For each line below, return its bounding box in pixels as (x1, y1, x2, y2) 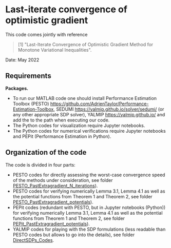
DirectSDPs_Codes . (12, 237, 54, 243)
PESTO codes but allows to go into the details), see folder (12, 232, 135, 238)
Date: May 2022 (5, 56, 40, 63)
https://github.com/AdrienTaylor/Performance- (50, 100, 149, 107)
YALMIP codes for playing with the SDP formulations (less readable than (12, 226, 166, 232)
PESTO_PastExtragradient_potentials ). (12, 199, 93, 205)
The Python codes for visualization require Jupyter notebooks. (12, 122, 145, 129)
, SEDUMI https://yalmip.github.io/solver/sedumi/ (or (53, 106, 164, 112)
